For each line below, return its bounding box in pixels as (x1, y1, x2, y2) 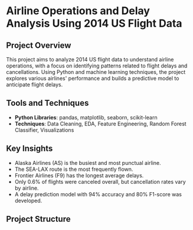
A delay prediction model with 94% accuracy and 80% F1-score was (14, 190, 182, 197)
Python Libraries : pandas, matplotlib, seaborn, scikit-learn (14, 114, 158, 121)
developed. (14, 197, 42, 204)
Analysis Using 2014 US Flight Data (6, 17, 182, 30)
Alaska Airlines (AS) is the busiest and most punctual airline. (14, 159, 161, 166)
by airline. (14, 184, 39, 192)
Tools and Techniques (6, 98, 89, 108)
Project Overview (6, 40, 71, 50)
